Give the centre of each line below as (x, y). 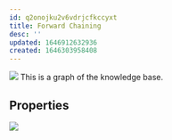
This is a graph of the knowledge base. (91, 78)
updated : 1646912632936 (53, 42)
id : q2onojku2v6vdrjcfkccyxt (63, 17)
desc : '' (25, 34)
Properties (39, 105)
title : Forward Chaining (55, 26)
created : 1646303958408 (53, 51)
